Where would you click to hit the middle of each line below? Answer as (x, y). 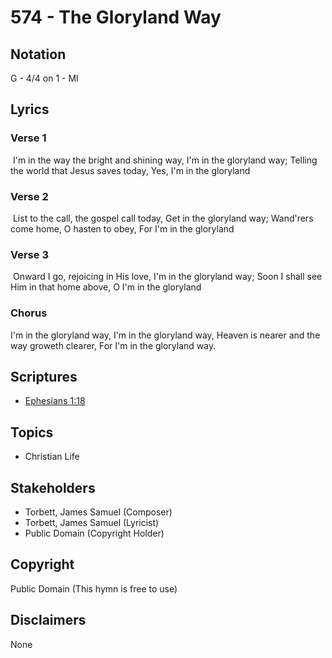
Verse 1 (28, 138)
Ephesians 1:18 (55, 401)
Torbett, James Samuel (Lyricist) (92, 523)
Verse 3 (29, 254)
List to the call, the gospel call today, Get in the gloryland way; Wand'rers (163, 218)
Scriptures (44, 376)
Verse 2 (29, 196)
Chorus (29, 313)
